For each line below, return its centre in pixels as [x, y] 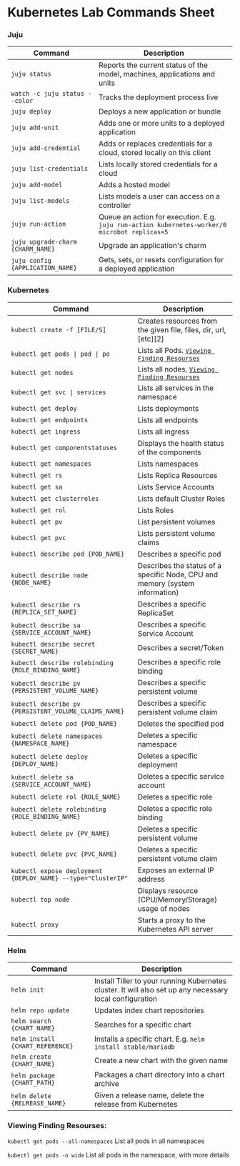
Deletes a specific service [181, 776]
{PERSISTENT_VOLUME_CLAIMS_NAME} [68, 711]
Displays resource [168, 890]
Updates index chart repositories [149, 1010]
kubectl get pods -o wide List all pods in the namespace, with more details [119, 1155]
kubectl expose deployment [57, 871]
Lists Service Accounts [176, 487]
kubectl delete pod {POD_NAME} [64, 723]
